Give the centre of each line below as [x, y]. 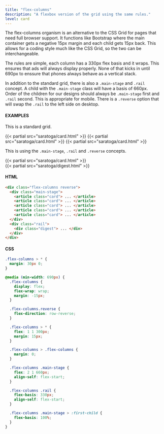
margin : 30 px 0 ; [26, 264]
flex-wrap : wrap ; [32, 291]
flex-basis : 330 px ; [34, 395]
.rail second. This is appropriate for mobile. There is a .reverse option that [82, 99]
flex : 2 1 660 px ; [32, 372]
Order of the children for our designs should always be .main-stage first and [82, 94]
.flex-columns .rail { [33, 390]
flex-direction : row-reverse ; [45, 314]
